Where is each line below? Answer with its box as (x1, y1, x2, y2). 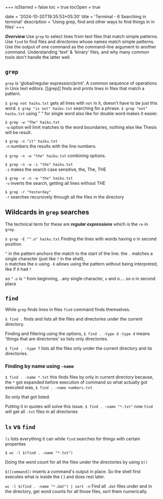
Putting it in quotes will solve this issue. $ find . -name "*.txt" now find (5, 403, 153, 409)
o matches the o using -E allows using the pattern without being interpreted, (5, 261, 158, 267)
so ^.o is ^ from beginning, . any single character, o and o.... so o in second (5, 275, 156, 281)
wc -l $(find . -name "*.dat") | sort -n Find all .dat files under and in (5, 483, 152, 489)
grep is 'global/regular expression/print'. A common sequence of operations (5, 80, 157, 86)
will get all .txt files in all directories (5, 408, 78, 414)
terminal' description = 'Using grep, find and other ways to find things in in (5, 19, 155, 24)
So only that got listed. (5, 394, 50, 400)
